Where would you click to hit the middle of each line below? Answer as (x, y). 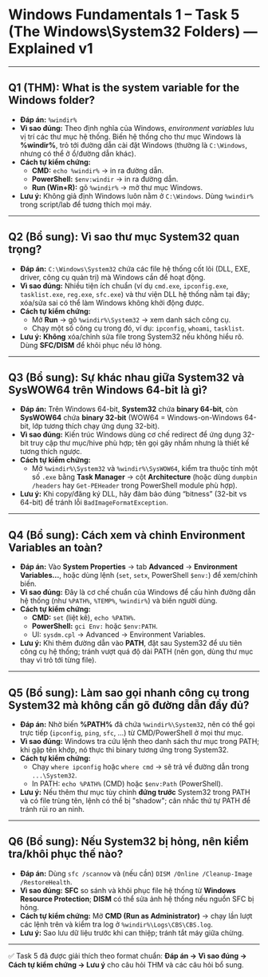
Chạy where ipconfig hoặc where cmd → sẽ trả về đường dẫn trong (140, 767)
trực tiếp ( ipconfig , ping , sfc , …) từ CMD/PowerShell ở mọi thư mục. (132, 733)
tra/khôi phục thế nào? (66, 854)
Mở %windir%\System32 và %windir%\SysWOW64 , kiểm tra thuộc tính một (144, 469)
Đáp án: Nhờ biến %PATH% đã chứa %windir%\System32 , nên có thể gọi (137, 724)
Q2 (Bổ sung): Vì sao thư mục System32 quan (124, 237)
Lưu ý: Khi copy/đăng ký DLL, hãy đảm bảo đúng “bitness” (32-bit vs (133, 494)
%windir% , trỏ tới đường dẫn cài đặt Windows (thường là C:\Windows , (133, 144)
